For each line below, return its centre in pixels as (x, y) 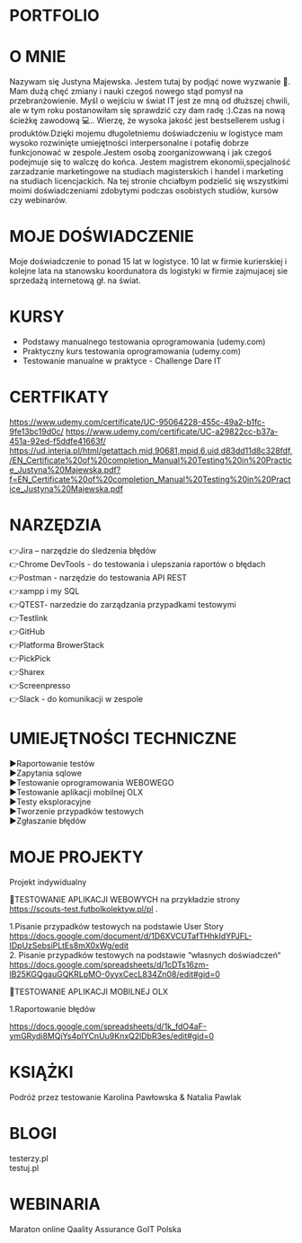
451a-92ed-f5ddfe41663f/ (58, 440)
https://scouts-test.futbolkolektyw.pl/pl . (84, 909)
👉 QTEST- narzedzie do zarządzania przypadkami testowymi (123, 604)
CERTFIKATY (59, 397)
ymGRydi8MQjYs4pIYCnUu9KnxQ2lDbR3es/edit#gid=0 (111, 1035)
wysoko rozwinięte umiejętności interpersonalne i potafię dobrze (129, 143)
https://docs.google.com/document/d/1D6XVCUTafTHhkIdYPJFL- (131, 936)
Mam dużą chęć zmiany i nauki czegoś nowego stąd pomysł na (126, 92)
